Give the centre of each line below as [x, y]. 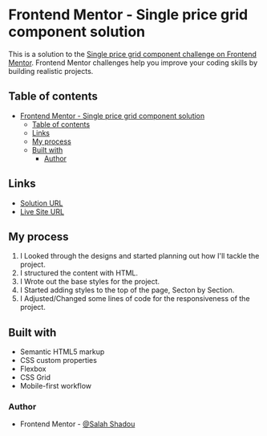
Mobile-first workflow [56, 386]
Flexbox [33, 369]
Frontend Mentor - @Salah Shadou [77, 424]
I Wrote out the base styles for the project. [90, 282]
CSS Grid [35, 377]
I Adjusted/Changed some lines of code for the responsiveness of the [135, 299]
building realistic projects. [51, 71]
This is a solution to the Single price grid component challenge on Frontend [132, 54]
